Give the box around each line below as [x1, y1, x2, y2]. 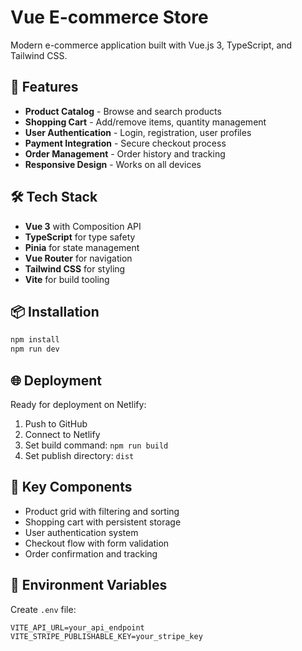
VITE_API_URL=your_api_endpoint [10, 622, 145, 633]
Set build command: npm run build [24, 439, 169, 451]
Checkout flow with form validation [24, 537, 170, 549]
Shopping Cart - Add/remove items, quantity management [24, 116, 267, 128]
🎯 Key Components [10, 479, 133, 496]
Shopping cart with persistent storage [24, 516, 182, 528]
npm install [10, 335, 60, 345]
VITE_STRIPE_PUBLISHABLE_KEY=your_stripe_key [10, 631, 203, 641]
